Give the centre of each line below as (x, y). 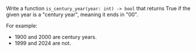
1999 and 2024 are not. (43, 43)
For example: (22, 26)
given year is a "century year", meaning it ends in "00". (72, 14)
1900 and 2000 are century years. (56, 37)
